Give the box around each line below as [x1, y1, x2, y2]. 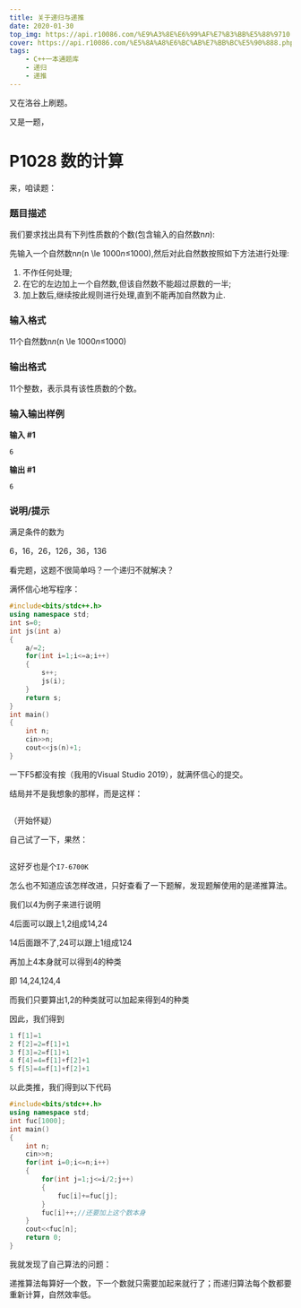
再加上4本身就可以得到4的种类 [9, 956, 123, 966]
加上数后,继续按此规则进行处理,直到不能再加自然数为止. [21, 289, 226, 300]
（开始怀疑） [9, 815, 56, 826]
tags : [9, 47, 30, 56]
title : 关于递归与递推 [9, 13, 85, 22]
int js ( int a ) [9, 627, 63, 636]
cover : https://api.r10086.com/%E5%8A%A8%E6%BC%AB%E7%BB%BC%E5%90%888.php [9, 38, 295, 48]
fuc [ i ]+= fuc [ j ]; [56, 1191, 118, 1200]
